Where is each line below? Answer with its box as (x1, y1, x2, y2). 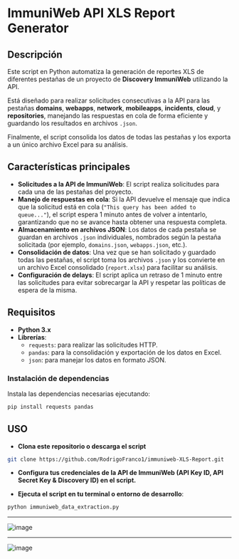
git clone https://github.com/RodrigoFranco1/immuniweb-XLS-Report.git (7, 456, 224, 463)
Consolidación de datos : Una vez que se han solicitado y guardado (17, 248, 216, 256)
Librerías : (17, 333, 47, 341)
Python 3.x (17, 325, 51, 334)
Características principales (7, 161, 130, 173)
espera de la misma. (17, 286, 78, 294)
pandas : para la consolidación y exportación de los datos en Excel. (28, 348, 222, 357)
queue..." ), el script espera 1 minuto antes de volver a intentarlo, (17, 210, 208, 219)
